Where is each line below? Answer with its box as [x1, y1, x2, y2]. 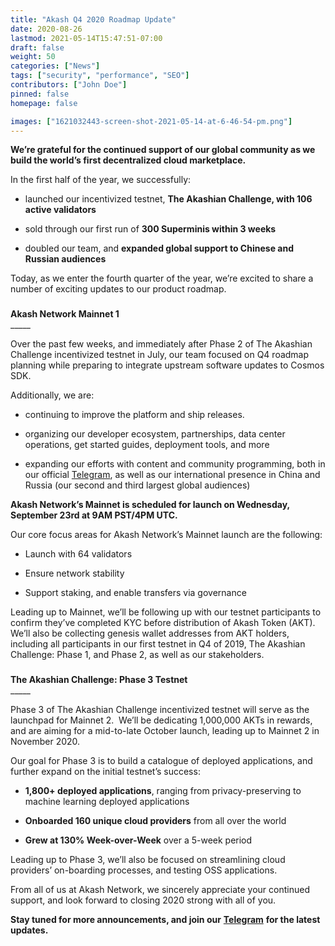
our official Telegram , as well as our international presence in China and [24, 469, 321, 481]
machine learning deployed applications [24, 796, 190, 808]
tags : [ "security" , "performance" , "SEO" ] [10, 71, 190, 81]
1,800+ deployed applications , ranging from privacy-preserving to [24, 785, 302, 797]
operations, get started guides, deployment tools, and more [24, 439, 270, 451]
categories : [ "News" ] [10, 61, 101, 71]
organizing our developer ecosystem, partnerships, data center [24, 428, 286, 440]
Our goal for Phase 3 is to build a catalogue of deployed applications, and [10, 755, 313, 767]
